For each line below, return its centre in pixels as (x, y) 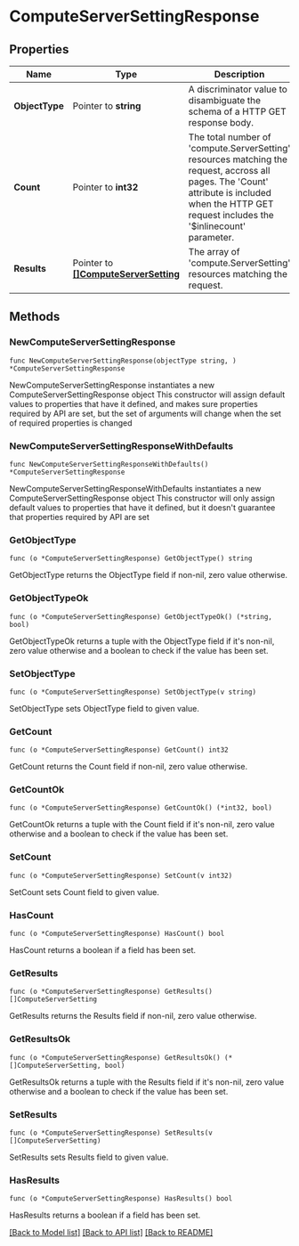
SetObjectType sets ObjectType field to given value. (105, 708)
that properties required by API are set (79, 517)
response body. (221, 122)
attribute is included (230, 193)
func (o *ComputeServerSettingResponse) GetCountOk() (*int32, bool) (141, 808)
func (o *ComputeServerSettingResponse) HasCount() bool (117, 934)
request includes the (231, 215)
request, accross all (229, 171)
